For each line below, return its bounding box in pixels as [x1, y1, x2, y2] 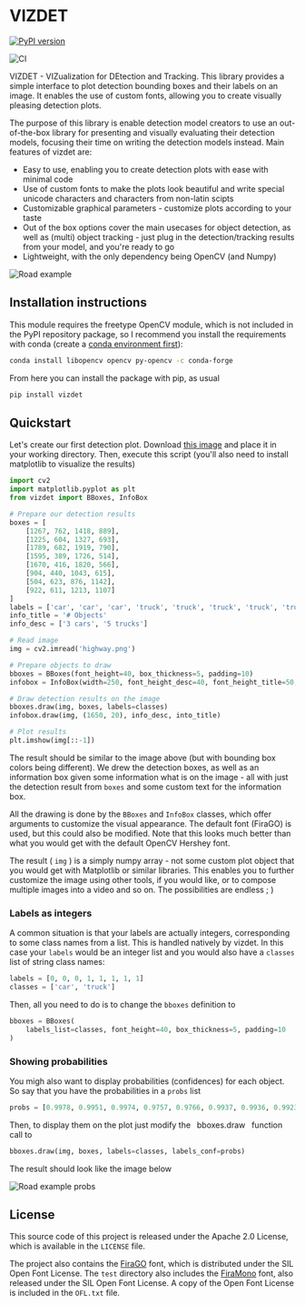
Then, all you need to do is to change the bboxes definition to [9, 999, 236, 1009]
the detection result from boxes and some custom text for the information [9, 781, 282, 792]
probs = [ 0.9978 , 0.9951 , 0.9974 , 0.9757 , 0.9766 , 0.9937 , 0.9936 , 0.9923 [9, 1102, 299, 1112]
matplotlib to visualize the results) [9, 458, 136, 469]
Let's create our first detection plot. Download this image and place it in [9, 439, 277, 450]
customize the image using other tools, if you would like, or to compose [9, 874, 277, 885]
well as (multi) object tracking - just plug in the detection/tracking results [22, 231, 295, 242]
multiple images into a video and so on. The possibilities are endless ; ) [9, 884, 274, 895]
